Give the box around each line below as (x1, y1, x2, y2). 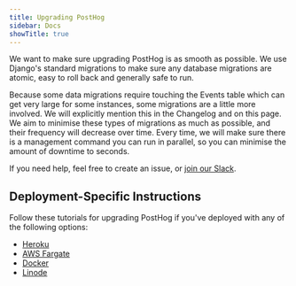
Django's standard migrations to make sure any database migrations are (9, 63, 272, 73)
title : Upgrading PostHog (9, 12, 105, 22)
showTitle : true (9, 29, 69, 38)
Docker (21, 258, 50, 268)
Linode (21, 267, 48, 278)
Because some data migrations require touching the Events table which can (9, 89, 285, 100)
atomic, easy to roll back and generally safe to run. (9, 73, 195, 83)
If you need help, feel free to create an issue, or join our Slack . (9, 163, 237, 174)
